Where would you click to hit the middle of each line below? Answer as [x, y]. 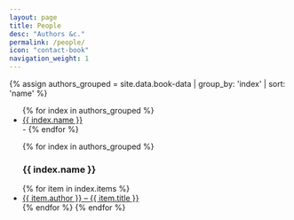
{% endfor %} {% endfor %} [74, 208]
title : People [36, 26]
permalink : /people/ [48, 42]
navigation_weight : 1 [49, 59]
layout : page [33, 17]
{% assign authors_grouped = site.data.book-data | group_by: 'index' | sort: [147, 84]
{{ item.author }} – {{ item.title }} [80, 198]
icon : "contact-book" [49, 51]
